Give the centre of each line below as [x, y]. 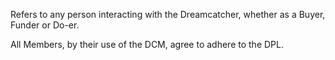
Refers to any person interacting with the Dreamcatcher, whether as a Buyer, [168, 14]
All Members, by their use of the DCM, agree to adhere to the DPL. [147, 44]
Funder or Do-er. [45, 25]
